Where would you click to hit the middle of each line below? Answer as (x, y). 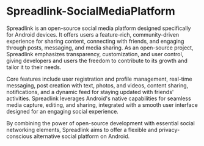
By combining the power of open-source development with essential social (101, 123)
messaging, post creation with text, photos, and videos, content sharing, (97, 85)
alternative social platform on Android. (82, 136)
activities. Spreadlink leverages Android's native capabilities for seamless (99, 98)
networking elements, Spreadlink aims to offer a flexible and (82, 130)
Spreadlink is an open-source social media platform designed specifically (99, 28)
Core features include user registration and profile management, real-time (99, 79)
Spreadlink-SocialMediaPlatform (91, 11)
